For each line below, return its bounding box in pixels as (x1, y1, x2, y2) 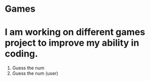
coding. (5, 48, 38, 60)
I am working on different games (5, 26, 145, 38)
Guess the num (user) (12, 70, 58, 76)
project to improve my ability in (5, 37, 139, 49)
